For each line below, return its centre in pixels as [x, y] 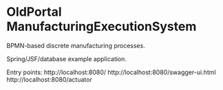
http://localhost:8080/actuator [49, 79]
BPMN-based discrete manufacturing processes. [76, 45]
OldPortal [34, 12]
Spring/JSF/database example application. [66, 58]
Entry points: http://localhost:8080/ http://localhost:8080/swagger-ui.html [111, 72]
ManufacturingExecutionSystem [102, 26]
